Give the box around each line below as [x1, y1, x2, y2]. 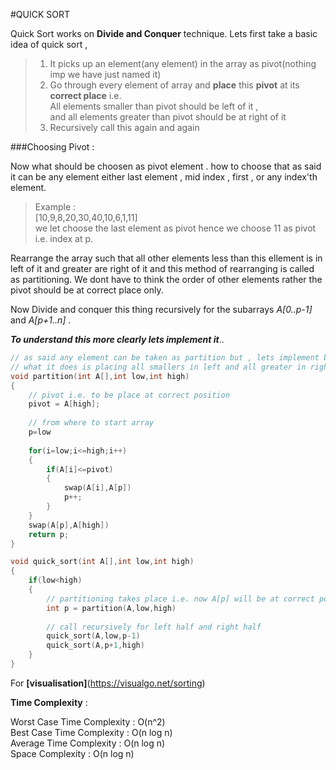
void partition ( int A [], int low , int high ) [10, 371, 190, 381]
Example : [34, 201, 77, 213]
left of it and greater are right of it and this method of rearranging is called [10, 263, 315, 274]
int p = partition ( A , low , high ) [46, 603, 177, 613]
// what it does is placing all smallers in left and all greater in [10, 362, 307, 372]
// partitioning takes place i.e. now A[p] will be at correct [46, 594, 315, 604]
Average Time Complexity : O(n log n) [10, 737, 166, 749]
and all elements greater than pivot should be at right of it [49, 111, 287, 123]
